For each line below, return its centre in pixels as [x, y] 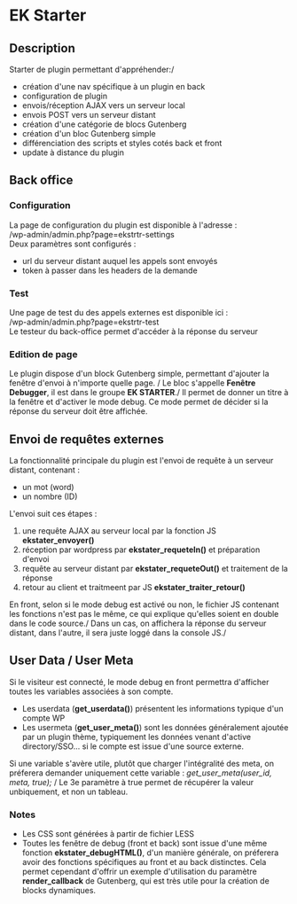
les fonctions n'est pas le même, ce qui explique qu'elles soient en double [144, 614]
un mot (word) [48, 487]
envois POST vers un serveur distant [89, 115]
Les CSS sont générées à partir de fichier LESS [108, 834]
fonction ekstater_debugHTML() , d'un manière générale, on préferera [150, 853]
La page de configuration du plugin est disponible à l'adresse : [123, 225]
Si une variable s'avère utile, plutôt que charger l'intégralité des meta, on [142, 763]
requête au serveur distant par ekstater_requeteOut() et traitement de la [155, 569]
